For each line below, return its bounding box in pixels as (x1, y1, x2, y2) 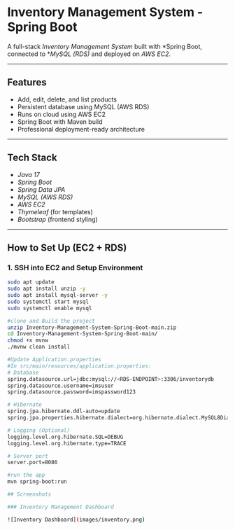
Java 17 (17, 170, 40, 179)
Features (7, 76, 47, 88)
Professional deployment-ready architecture (17, 125, 145, 133)
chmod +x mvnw (7, 337, 49, 344)
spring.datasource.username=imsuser (7, 382, 114, 389)
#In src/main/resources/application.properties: (7, 362, 152, 370)
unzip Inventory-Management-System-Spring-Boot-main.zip (7, 323, 177, 331)
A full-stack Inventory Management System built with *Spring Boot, (7, 42, 203, 50)
